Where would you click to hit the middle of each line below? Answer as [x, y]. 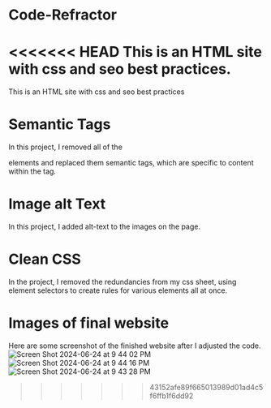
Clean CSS [45, 259]
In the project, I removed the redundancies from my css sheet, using [123, 281]
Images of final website [88, 323]
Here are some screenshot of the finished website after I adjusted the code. [135, 346]
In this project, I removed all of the [66, 147]
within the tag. [32, 171]
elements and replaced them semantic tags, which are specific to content [131, 163]
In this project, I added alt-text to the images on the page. [105, 226]
